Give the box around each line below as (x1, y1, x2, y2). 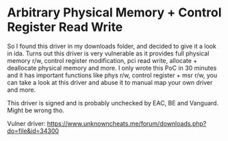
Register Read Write (7, 19, 123, 35)
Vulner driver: (7, 119, 46, 127)
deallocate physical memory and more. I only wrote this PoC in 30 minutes (7, 64, 217, 72)
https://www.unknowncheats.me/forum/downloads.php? (47, 119, 207, 127)
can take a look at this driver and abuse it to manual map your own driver (7, 78, 213, 86)
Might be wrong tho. (7, 106, 65, 114)
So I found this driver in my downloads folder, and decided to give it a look (7, 42, 217, 50)
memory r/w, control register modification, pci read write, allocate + (7, 56, 198, 64)
